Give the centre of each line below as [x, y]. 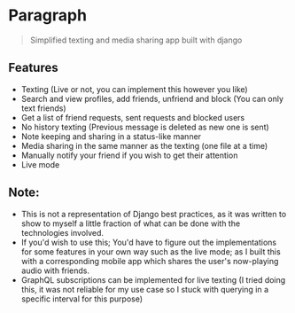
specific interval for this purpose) [82, 299]
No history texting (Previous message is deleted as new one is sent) [145, 127]
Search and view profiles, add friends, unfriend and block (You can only [152, 98]
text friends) [44, 108]
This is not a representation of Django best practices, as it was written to [154, 214]
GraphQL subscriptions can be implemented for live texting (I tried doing [153, 279]
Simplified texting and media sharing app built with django [136, 40]
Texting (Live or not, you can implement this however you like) [135, 89]
